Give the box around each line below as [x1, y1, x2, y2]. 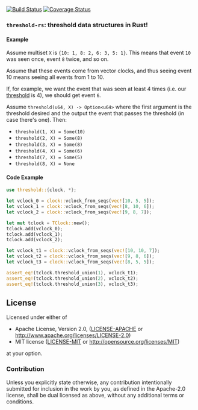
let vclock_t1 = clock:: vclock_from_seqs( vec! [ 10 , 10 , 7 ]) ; [6, 248, 161, 254]
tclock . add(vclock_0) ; [6, 225, 63, 232]
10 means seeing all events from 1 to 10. [6, 74, 105, 81]
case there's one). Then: [6, 116, 67, 124]
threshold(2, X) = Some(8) [14, 136, 83, 142]
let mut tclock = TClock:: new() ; [6, 220, 90, 226]
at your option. [6, 350, 43, 357]
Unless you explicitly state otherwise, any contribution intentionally [6, 379, 172, 386]
